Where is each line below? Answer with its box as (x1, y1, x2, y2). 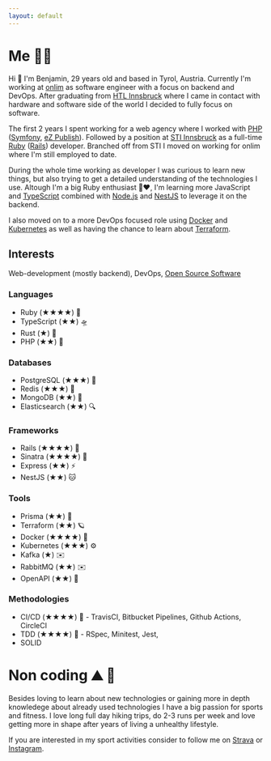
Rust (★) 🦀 (19, 328, 57, 338)
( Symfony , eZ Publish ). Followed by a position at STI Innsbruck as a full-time (8, 132, 263, 142)
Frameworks (8, 424, 59, 436)
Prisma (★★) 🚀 (19, 511, 73, 521)
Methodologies (8, 593, 70, 605)
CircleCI (19, 620, 47, 630)
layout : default (8, 11, 63, 20)
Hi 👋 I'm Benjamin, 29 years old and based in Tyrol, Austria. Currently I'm (8, 74, 252, 83)
